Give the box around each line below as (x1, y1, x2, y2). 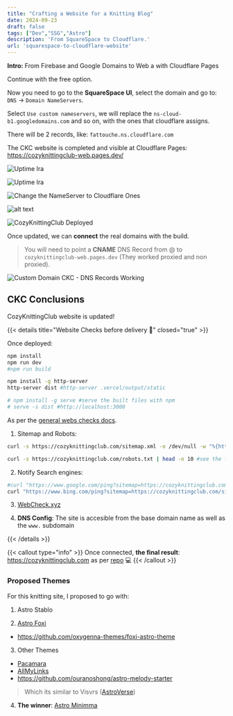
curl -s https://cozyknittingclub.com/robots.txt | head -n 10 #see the (7, 455, 222, 462)
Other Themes (17, 646, 59, 654)
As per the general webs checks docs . (7, 416, 117, 424)
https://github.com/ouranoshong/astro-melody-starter (17, 674, 173, 682)
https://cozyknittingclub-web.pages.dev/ (7, 151, 124, 159)
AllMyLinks (17, 667, 49, 675)
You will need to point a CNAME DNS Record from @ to (24, 245, 182, 254)
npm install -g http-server (7, 378, 89, 385)
